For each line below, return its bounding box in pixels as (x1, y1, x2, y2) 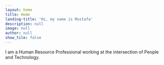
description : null (5, 21, 44, 26)
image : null (5, 26, 30, 31)
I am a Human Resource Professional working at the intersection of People (5, 48, 159, 55)
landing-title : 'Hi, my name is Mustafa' (5, 16, 93, 21)
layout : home (5, 7, 33, 12)
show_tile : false (5, 35, 42, 40)
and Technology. (5, 54, 40, 60)
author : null (5, 30, 33, 35)
